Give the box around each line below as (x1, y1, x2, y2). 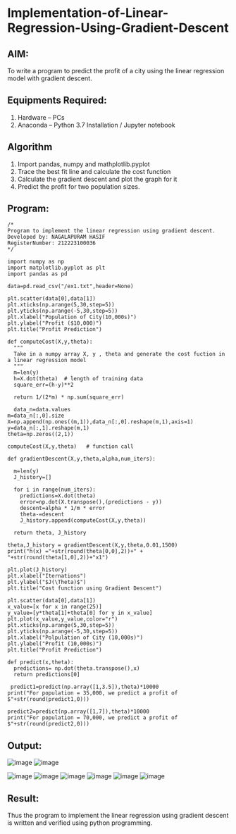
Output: (7, 740, 42, 752)
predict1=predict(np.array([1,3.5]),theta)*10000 (10, 683, 159, 691)
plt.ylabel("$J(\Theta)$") (7, 579, 87, 586)
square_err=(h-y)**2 (13, 382, 74, 389)
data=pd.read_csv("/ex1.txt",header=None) (7, 283, 134, 290)
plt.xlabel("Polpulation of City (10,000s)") (7, 634, 143, 642)
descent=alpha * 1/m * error (20, 505, 106, 512)
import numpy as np (7, 259, 65, 266)
